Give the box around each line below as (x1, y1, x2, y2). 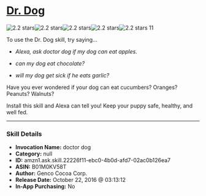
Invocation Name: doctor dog (15, 144, 91, 151)
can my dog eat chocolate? (15, 60, 85, 67)
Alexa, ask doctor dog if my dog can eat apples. (15, 47, 138, 55)
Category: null (15, 150, 53, 157)
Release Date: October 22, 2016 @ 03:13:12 (15, 176, 126, 184)
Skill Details (6, 130, 42, 138)
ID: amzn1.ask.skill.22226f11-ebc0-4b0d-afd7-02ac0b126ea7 (15, 157, 171, 164)
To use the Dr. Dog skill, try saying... (6, 36, 97, 43)
